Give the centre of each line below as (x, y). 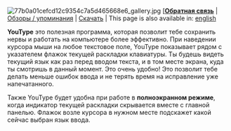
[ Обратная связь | (190, 11)
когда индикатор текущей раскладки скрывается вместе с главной (108, 105)
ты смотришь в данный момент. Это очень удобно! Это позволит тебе (112, 69)
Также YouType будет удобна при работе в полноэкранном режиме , (111, 97)
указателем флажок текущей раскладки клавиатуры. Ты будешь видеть (116, 54)
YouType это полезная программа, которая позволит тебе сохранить (112, 32)
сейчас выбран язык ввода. (49, 120)
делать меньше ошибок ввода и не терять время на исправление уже (113, 76)
